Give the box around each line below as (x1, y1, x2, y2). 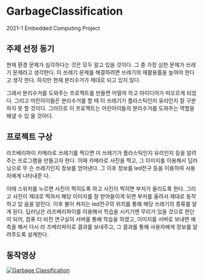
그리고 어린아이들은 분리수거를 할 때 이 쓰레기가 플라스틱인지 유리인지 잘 (14, 96, 185, 104)
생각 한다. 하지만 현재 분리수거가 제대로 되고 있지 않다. (12, 76, 141, 84)
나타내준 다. (22, 172, 51, 179)
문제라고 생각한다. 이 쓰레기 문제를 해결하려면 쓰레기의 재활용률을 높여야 (12, 68, 184, 76)
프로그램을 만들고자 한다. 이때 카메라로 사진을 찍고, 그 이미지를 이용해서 (17, 157, 187, 164)
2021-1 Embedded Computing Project (6, 24, 100, 32)
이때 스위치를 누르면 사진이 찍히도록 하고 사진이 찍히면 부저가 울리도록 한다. (6, 185, 185, 192)
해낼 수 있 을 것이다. (6, 112, 54, 120)
